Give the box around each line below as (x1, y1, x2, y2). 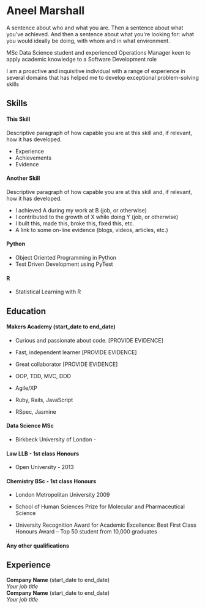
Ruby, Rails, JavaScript (15, 396, 73, 403)
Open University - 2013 (15, 464, 75, 471)
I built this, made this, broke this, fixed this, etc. (15, 219, 135, 227)
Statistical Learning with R (15, 288, 81, 295)
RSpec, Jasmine (15, 408, 56, 415)
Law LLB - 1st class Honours (6, 449, 80, 457)
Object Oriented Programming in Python (15, 254, 117, 261)
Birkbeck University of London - (15, 435, 97, 443)
